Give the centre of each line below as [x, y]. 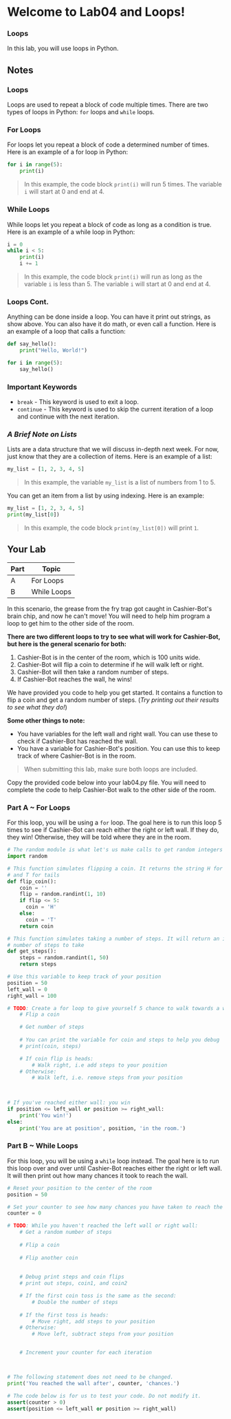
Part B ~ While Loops [43, 1146]
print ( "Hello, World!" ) [54, 351]
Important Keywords [42, 387]
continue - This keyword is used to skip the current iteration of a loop [115, 409]
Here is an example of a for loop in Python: [68, 152]
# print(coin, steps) [50, 1046]
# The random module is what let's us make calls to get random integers [115, 850]
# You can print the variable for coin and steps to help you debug [120, 1040]
